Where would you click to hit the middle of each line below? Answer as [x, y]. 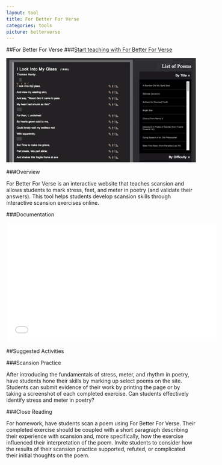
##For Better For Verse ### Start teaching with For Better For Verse [89, 50]
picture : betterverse [33, 32]
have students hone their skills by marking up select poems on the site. [94, 381]
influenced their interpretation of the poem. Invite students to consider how [99, 442]
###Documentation [30, 214]
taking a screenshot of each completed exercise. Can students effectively [97, 393]
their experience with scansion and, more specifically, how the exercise [95, 436]
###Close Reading [29, 411]
